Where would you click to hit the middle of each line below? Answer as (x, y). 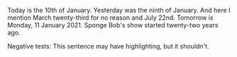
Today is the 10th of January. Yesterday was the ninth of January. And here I (119, 10)
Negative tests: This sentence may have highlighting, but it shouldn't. (108, 46)
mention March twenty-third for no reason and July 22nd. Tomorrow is (110, 18)
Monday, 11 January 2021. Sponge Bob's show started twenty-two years (113, 25)
